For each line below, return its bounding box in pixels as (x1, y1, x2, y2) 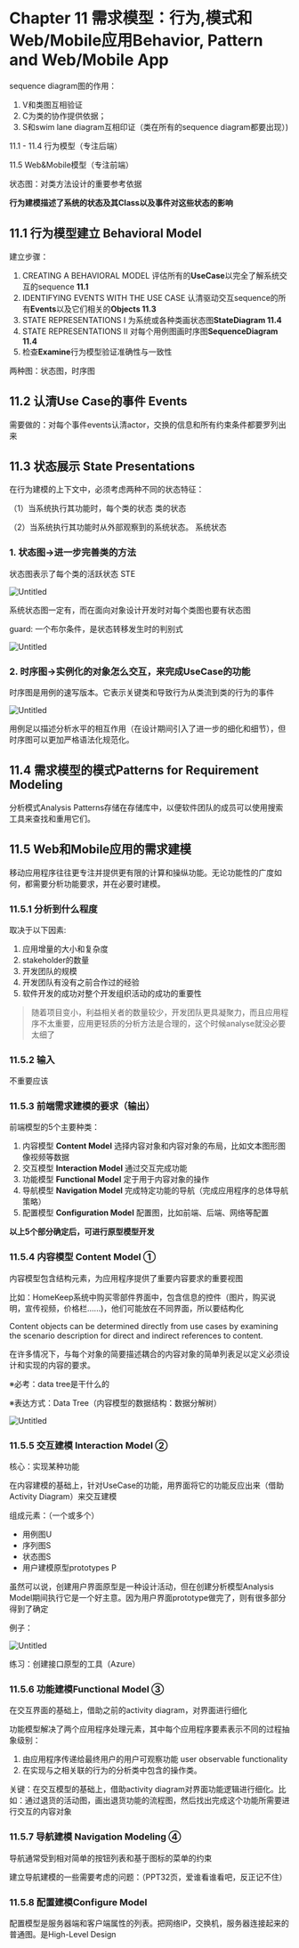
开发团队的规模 (21, 965, 77, 976)
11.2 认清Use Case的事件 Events (9, 394, 188, 410)
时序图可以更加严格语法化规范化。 (9, 734, 134, 744)
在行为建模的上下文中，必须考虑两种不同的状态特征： (9, 484, 205, 495)
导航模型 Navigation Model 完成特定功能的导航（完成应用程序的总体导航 (21, 1185, 289, 1196)
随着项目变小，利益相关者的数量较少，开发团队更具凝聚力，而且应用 (30, 1007, 281, 1018)
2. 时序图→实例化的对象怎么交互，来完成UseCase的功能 (9, 665, 251, 678)
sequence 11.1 (37, 281, 89, 292)
